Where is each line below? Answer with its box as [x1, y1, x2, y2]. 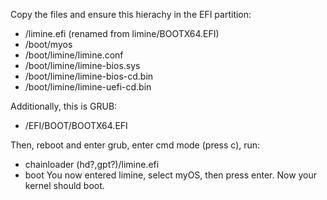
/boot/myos [24, 39, 73, 50]
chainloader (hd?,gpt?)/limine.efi [24, 159, 160, 170]
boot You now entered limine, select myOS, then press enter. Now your [24, 169, 318, 181]
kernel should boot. [24, 180, 105, 191]
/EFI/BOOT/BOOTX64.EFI [24, 120, 128, 131]
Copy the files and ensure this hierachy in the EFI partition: [10, 9, 252, 20]
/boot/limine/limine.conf [24, 49, 124, 61]
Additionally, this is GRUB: [10, 100, 118, 112]
